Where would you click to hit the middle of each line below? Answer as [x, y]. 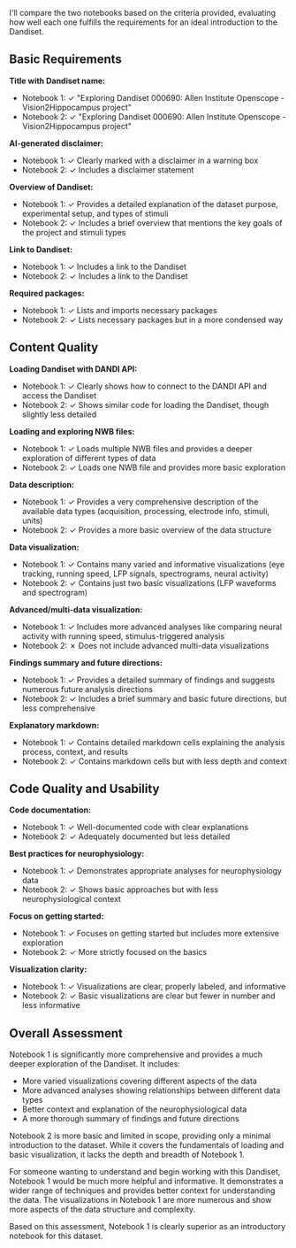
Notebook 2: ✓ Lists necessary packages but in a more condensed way [152, 320]
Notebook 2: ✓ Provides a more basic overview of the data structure [147, 529]
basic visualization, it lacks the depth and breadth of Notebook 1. [127, 1155]
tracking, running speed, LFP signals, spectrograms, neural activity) [145, 574]
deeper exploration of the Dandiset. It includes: [95, 1064]
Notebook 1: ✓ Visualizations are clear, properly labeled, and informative [154, 987]
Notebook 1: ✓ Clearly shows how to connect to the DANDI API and [144, 386]
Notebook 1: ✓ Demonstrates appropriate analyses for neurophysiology [152, 871]
